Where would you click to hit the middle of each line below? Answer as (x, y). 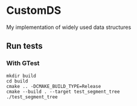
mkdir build (21, 76)
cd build (17, 81)
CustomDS (34, 11)
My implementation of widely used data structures (69, 27)
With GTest (23, 63)
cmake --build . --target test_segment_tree (63, 92)
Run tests (24, 46)
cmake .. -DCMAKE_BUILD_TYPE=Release (54, 86)
